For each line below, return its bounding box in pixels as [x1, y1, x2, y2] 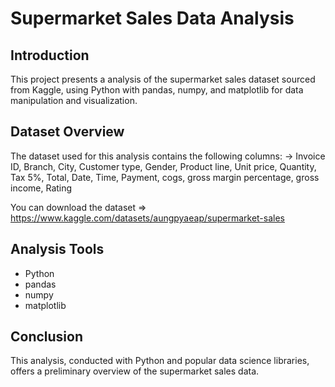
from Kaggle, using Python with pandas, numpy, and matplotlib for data [10, 84, 304, 96]
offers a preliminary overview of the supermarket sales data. [10, 365, 260, 377]
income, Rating [10, 182, 73, 194]
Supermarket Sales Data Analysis [10, 7, 295, 30]
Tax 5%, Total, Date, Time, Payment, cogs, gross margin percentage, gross [10, 171, 320, 183]
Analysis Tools [10, 241, 105, 258]
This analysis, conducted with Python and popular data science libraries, [10, 355, 310, 367]
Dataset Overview [10, 123, 125, 141]
